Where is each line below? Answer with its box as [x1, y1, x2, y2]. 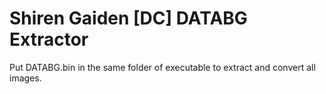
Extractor [9, 28, 89, 51]
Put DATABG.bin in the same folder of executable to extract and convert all [9, 61, 316, 73]
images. [9, 72, 42, 84]
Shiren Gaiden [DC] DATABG [9, 7, 248, 30]
